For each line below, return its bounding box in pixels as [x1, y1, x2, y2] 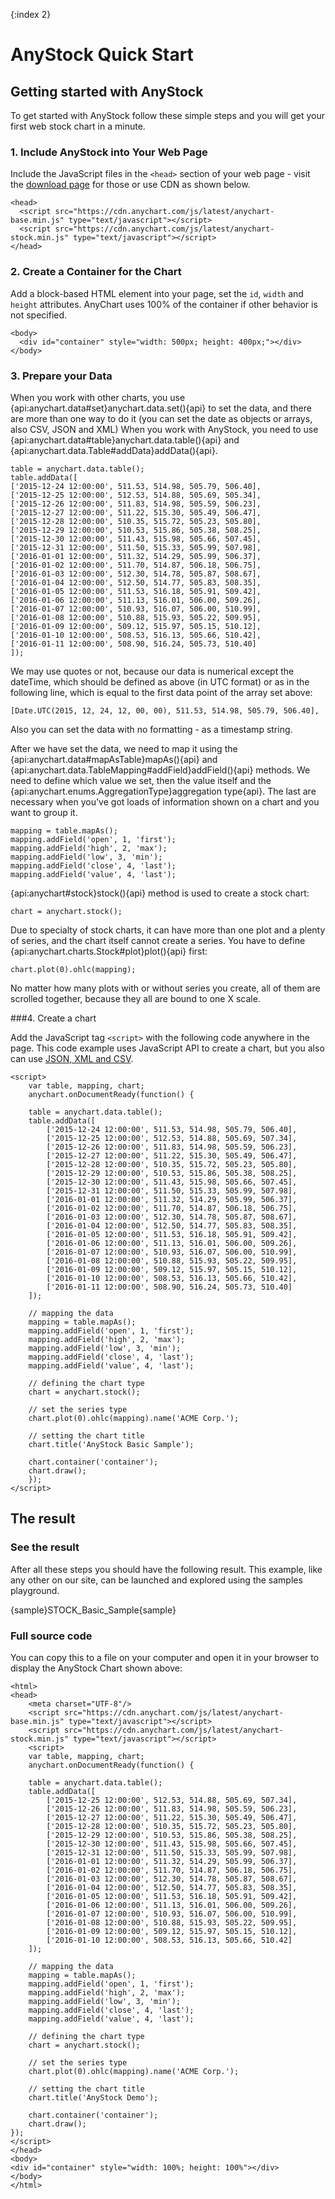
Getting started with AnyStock [10, 83, 204, 100]
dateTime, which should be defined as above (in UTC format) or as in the [10, 675, 310, 688]
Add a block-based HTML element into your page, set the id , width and [10, 287, 304, 299]
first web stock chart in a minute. [10, 120, 146, 132]
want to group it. [10, 806, 78, 818]
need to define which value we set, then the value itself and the [10, 774, 272, 786]
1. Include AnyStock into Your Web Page [10, 145, 208, 159]
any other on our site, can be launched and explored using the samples [10, 1574, 303, 1586]
